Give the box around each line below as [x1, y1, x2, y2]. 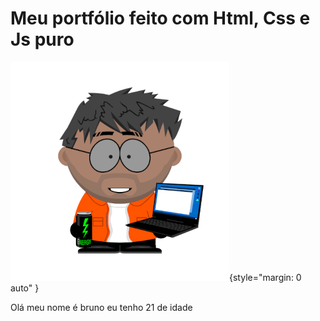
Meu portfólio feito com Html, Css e [10, 7, 311, 30]
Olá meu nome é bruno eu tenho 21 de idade [10, 301, 193, 313]
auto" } [10, 282, 40, 294]
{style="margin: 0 [229, 271, 302, 283]
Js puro [10, 28, 75, 51]
